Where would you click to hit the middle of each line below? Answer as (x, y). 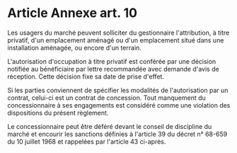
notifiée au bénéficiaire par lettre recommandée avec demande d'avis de (113, 69)
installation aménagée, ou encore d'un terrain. (74, 47)
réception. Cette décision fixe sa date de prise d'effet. (86, 76)
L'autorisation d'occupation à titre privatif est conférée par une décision (112, 61)
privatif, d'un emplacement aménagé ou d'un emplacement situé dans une (116, 40)
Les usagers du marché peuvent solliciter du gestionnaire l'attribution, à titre (118, 33)
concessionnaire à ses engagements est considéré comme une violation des (119, 105)
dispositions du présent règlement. (58, 113)
